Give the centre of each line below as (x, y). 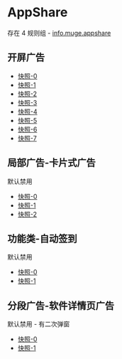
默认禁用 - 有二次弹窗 (39, 324)
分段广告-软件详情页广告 (61, 305)
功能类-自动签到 (42, 239)
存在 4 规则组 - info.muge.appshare (59, 33)
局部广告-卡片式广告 (51, 163)
